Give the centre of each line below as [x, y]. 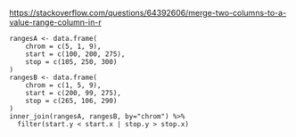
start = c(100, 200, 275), [75, 54]
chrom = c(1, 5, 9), [63, 85]
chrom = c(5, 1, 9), [63, 46]
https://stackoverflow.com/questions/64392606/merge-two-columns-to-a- [148, 13]
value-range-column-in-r [55, 22]
